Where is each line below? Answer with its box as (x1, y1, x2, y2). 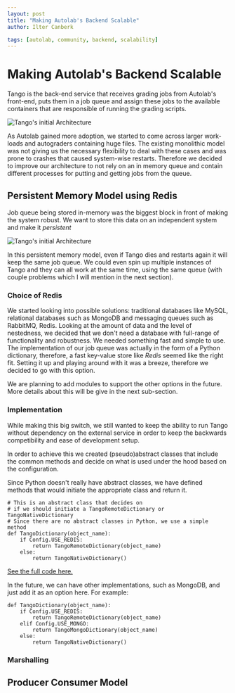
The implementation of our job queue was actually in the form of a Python (7, 344, 221, 352)
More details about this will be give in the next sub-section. (7, 388, 178, 396)
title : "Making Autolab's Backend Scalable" (7, 17, 140, 24)
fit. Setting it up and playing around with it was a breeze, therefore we (7, 359, 209, 367)
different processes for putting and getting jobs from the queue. (7, 170, 192, 178)
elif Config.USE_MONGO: (20, 620, 90, 627)
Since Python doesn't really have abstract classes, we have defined (7, 478, 203, 486)
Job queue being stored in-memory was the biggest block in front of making (7, 208, 228, 217)
